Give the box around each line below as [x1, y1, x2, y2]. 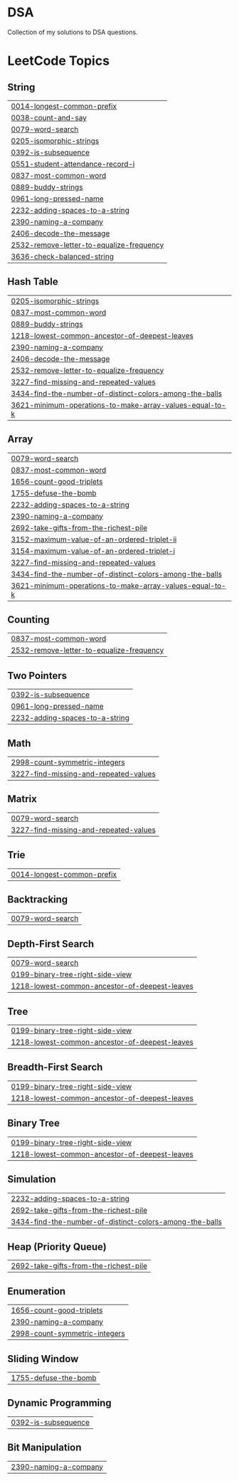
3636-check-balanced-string [11, 251, 114, 261]
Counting [7, 613, 50, 626]
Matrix [7, 793, 37, 805]
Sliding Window [7, 1353, 79, 1365]
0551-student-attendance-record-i [11, 159, 135, 169]
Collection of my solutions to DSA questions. [7, 28, 138, 36]
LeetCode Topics [7, 53, 110, 69]
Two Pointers [7, 670, 68, 682]
